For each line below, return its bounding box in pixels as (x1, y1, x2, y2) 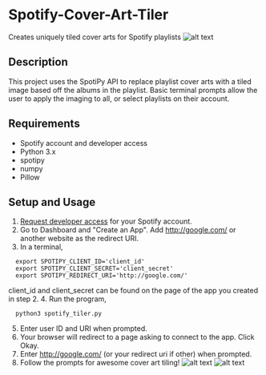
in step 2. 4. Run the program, (8, 294, 107, 304)
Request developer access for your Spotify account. (19, 216, 192, 226)
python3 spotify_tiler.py (15, 310, 103, 318)
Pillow (19, 172, 40, 182)
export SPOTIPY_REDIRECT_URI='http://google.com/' (15, 272, 188, 280)
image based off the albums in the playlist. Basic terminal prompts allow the (8, 85, 258, 95)
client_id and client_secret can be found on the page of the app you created (8, 286, 259, 296)
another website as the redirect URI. (19, 234, 139, 244)
